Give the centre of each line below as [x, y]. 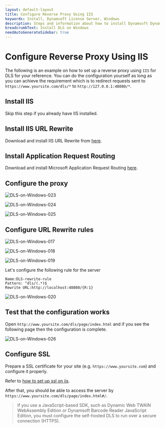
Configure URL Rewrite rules [50, 230]
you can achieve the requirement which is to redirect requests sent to [75, 81]
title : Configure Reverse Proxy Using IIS [49, 14]
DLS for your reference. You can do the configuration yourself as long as [79, 75]
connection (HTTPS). [39, 421]
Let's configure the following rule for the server [53, 270]
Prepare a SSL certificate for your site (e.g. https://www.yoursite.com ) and [81, 366]
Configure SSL [28, 354]
